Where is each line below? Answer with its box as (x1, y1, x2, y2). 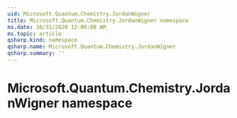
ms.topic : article (7, 30, 62, 37)
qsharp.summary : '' (7, 50, 65, 57)
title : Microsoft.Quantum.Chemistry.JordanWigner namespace (7, 17, 189, 24)
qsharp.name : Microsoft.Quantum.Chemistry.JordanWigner (7, 43, 176, 50)
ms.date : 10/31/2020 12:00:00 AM (7, 23, 106, 30)
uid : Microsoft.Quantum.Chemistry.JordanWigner (7, 10, 151, 18)
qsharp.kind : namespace (7, 37, 78, 44)
